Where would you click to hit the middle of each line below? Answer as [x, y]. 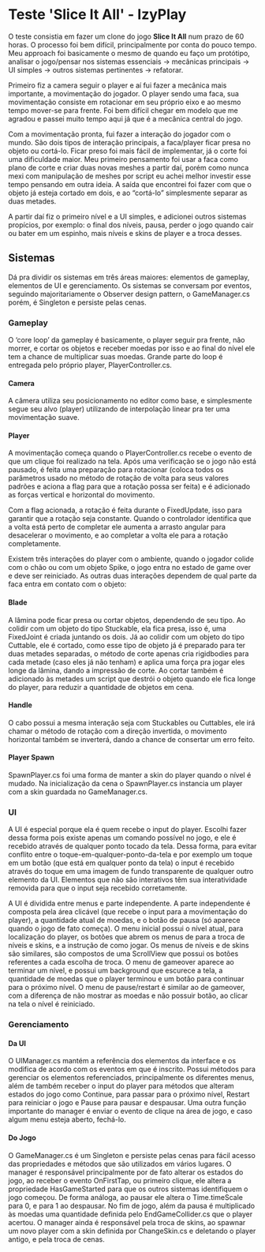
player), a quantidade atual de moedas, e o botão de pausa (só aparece [124, 920]
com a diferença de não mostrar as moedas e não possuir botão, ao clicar [128, 995]
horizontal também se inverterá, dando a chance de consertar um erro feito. [131, 739]
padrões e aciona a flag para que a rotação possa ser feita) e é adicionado [129, 486]
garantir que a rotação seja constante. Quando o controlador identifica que [130, 519]
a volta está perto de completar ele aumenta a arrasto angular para [117, 527]
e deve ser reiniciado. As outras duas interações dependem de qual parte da [132, 576]
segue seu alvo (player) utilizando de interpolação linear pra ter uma [119, 409]
